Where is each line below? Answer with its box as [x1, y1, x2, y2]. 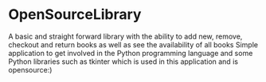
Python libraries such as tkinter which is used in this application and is [8, 57, 239, 66]
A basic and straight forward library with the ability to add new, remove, [8, 32, 243, 41]
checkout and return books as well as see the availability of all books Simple [8, 39, 259, 49]
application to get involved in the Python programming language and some [8, 48, 253, 58]
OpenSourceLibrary [8, 6, 142, 24]
